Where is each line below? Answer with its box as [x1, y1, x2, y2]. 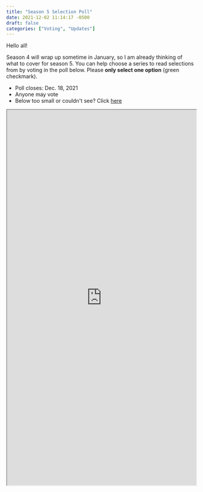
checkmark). [6, 73, 38, 80]
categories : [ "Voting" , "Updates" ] [6, 25, 95, 32]
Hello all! [6, 42, 28, 49]
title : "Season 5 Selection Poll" [6, 8, 93, 15]
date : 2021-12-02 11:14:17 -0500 [6, 14, 90, 20]
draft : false [6, 20, 39, 26]
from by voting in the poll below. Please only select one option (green [6, 67, 180, 74]
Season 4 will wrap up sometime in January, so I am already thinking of [6, 53, 183, 61]
